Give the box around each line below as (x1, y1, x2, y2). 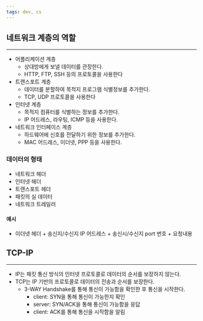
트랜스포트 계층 (14, 78, 51, 85)
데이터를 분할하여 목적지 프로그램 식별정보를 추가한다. (24, 86, 150, 93)
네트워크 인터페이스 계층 (14, 123, 72, 131)
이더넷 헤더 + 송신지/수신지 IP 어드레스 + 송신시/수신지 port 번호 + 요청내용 (14, 230, 193, 237)
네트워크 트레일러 (14, 200, 56, 207)
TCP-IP (6, 248, 34, 258)
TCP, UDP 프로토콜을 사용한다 (24, 93, 96, 100)
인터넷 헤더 (14, 178, 42, 185)
